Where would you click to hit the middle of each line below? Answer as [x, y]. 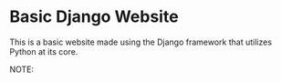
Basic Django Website [94, 17]
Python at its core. [44, 51]
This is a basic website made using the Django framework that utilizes [140, 42]
